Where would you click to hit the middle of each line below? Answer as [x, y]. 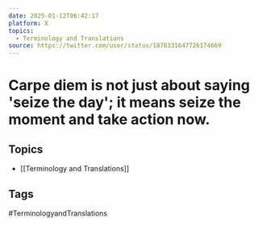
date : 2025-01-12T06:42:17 [54, 16]
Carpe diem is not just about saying [129, 86]
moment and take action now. [109, 119]
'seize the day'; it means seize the [125, 103]
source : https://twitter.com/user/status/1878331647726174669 [115, 46]
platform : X [28, 23]
